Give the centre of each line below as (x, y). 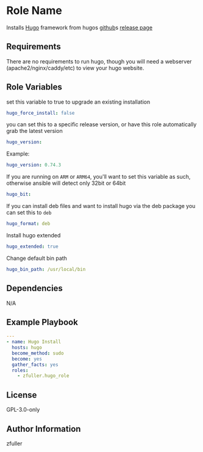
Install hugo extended (34, 235)
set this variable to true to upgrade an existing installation (78, 102)
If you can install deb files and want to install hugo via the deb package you (101, 206)
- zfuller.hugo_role (43, 376)
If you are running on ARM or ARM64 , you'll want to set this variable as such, (98, 177)
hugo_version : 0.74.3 (34, 165)
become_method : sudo (38, 353)
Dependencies (34, 288)
